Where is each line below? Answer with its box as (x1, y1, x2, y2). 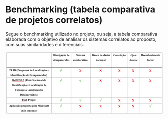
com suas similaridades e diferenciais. (5, 41, 84, 47)
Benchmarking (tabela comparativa (5, 4, 156, 15)
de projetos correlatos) (5, 14, 103, 26)
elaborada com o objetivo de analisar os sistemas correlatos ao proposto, (5, 36, 157, 42)
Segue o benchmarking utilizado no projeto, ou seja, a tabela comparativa (5, 31, 158, 37)
